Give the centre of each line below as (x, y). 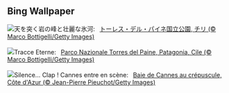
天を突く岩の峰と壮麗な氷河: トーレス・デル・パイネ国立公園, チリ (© (115, 29)
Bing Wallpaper (41, 11)
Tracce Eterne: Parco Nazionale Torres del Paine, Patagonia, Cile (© (113, 52)
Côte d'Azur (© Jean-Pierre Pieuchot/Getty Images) (82, 82)
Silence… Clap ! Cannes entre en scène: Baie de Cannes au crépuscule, (118, 74)
